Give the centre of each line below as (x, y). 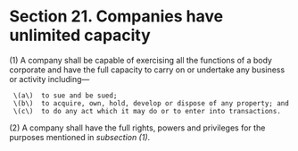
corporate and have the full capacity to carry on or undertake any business (147, 70)
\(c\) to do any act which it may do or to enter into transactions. (147, 111)
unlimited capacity (80, 35)
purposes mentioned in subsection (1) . (80, 137)
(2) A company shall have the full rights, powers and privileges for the (137, 128)
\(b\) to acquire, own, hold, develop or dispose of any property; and (151, 103)
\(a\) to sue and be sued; (65, 96)
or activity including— (50, 79)
